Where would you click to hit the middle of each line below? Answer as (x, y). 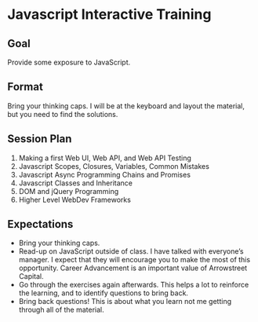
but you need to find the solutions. (63, 114)
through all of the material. (62, 310)
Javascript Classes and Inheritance (75, 183)
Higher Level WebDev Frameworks (74, 199)
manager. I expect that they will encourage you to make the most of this (134, 260)
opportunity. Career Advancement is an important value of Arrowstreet (133, 268)
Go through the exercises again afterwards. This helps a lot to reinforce (134, 285)
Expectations (40, 224)
